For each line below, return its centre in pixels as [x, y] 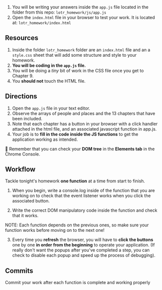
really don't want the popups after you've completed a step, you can [81, 250]
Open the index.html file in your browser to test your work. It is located [83, 17]
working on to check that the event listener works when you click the [81, 196]
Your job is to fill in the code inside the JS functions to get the [75, 134]
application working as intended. [45, 139]
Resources [22, 38]
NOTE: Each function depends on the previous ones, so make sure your [77, 225]
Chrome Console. [23, 154]
